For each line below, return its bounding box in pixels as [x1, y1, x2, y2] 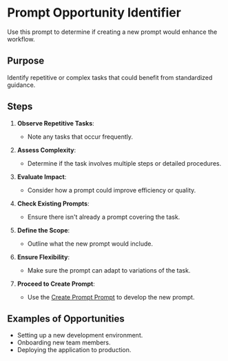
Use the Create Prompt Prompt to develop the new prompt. [27, 293, 195, 301]
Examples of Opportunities [7, 313, 125, 324]
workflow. [7, 35, 35, 43]
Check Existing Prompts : [17, 199, 90, 208]
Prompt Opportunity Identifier [7, 5, 181, 21]
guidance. [7, 81, 36, 89]
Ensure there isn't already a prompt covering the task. [27, 213, 180, 221]
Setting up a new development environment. [17, 331, 143, 340]
